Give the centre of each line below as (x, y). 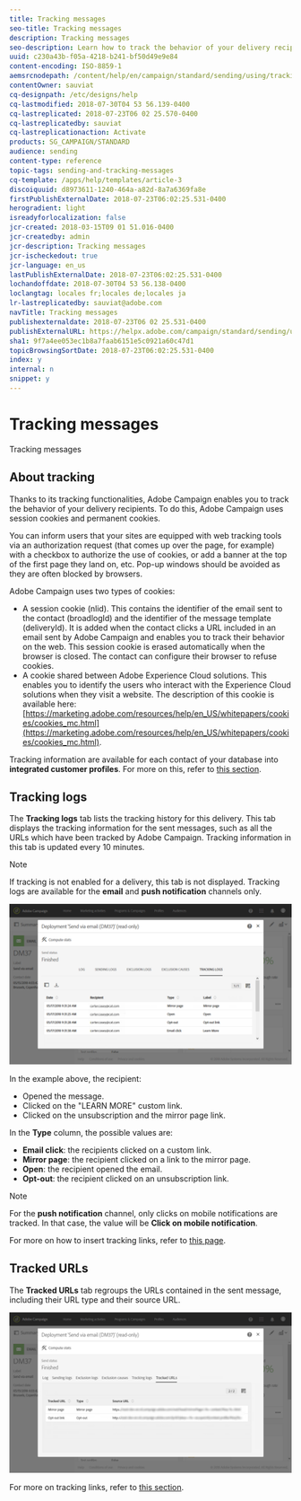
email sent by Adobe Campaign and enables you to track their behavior (153, 636)
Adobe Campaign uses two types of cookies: (92, 591)
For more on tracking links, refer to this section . (97, 1488)
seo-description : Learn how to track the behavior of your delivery (140, 48)
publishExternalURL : (48, 331)
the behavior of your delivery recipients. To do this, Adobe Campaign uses (146, 508)
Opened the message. (63, 1096)
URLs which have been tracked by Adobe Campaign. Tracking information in (150, 838)
